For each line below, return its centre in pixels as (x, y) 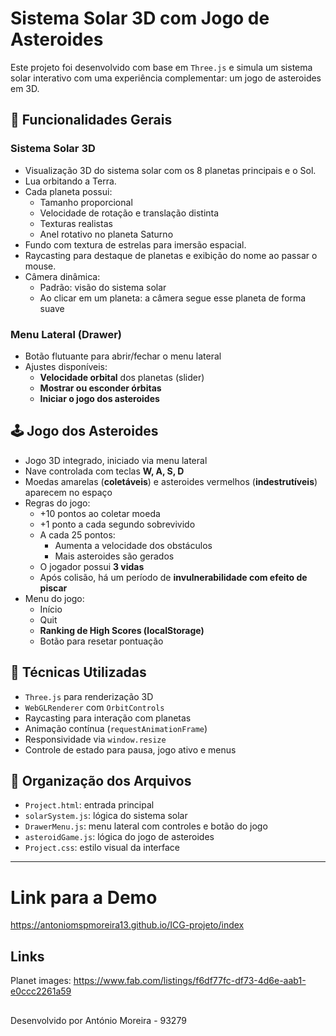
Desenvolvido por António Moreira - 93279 (98, 1020)
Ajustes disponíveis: (66, 366)
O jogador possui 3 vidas (92, 566)
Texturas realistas (76, 223)
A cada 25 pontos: (77, 534)
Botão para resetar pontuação (101, 641)
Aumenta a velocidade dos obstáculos (133, 545)
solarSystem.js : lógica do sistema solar (106, 816)
